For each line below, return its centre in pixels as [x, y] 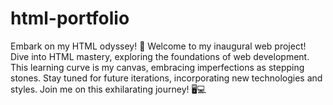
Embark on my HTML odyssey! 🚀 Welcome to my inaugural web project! [158, 46]
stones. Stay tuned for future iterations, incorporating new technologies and [166, 78]
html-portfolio [70, 18]
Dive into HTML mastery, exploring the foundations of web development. [160, 56]
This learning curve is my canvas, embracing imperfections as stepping [157, 67]
